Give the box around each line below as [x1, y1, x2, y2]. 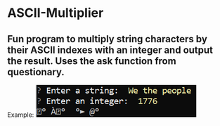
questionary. [7, 65, 65, 78]
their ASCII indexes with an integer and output [7, 44, 213, 56]
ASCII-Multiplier [7, 5, 104, 21]
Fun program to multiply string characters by [7, 33, 207, 45]
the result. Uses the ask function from [7, 55, 177, 67]
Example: [7, 111, 34, 119]
